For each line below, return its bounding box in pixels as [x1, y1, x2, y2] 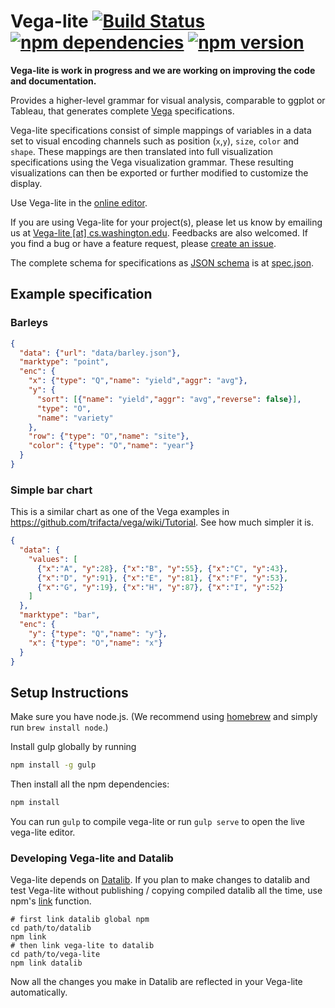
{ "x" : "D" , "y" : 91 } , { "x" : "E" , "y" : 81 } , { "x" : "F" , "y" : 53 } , [36, 573, 289, 583]
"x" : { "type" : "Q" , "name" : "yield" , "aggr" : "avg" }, [28, 376, 248, 386]
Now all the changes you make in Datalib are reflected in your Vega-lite [10, 976, 303, 988]
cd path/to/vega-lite [10, 950, 101, 960]
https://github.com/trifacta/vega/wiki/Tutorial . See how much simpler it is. [10, 516, 314, 529]
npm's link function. [10, 895, 92, 907]
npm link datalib [10, 958, 83, 969]
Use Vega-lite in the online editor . [10, 196, 148, 209]
